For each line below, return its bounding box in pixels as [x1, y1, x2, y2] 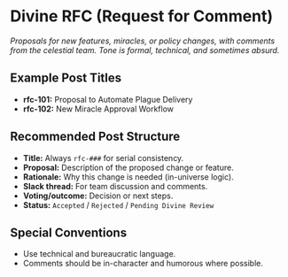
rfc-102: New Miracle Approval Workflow [22, 104, 175, 114]
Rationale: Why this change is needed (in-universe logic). [22, 171, 234, 182]
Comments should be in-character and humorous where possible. [22, 258, 264, 269]
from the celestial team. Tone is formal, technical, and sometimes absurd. [10, 44, 280, 55]
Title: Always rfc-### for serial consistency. [22, 152, 184, 163]
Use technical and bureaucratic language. [22, 249, 176, 259]
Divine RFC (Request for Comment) [10, 6, 274, 27]
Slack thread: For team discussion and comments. [22, 181, 208, 191]
